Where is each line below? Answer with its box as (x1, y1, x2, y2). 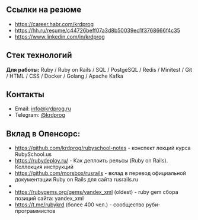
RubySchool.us (14, 151, 52, 158)
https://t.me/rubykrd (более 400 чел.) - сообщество (14, 201, 145, 208)
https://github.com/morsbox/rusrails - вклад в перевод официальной (14, 170, 187, 177)
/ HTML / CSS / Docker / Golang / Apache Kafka (6, 72, 123, 79)
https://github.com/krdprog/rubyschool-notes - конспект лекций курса (14, 145, 191, 152)
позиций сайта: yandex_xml (14, 195, 84, 202)
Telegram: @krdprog (14, 111, 65, 119)
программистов (14, 208, 56, 215)
